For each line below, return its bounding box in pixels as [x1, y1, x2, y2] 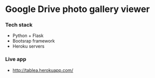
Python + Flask [12, 32, 44, 38]
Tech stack [5, 21, 32, 28]
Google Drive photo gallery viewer [5, 3, 150, 15]
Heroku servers [12, 43, 45, 49]
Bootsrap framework [12, 38, 55, 44]
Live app [5, 56, 26, 63]
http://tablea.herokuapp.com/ [12, 67, 73, 73]
